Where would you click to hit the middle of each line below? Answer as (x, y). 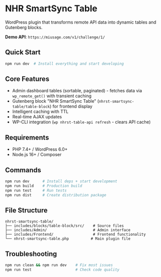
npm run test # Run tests (36, 190)
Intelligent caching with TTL (40, 111)
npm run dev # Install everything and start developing (65, 64)
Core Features (27, 79)
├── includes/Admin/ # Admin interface (68, 230)
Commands (23, 170)
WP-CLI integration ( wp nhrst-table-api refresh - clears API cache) (81, 122)
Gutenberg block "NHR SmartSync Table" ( (55, 101)
